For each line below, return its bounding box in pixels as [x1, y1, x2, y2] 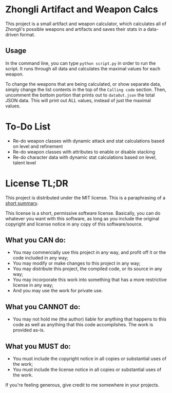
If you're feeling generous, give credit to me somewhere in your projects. [5, 382, 160, 388]
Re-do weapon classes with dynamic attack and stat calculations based [12, 138, 165, 144]
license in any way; [12, 282, 54, 288]
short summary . [5, 200, 39, 206]
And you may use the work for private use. [12, 288, 103, 294]
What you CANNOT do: [5, 302, 81, 311]
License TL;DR [5, 177, 68, 189]
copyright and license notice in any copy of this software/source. [5, 221, 143, 227]
